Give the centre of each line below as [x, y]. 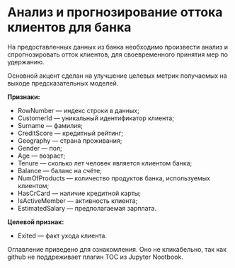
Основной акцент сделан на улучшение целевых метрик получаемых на [117, 76]
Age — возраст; [41, 156]
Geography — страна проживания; [70, 140]
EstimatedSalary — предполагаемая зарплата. [87, 208]
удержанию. [26, 62]
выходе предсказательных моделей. [63, 83]
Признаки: [24, 97]
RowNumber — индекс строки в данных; [78, 110]
